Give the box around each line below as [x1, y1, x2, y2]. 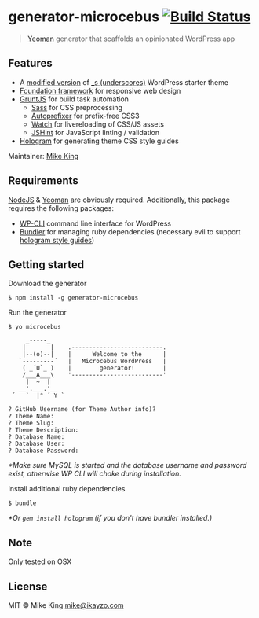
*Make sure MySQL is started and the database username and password [8, 461, 247, 470]
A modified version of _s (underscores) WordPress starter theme [19, 77, 229, 86]
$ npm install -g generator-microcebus [8, 294, 139, 302]
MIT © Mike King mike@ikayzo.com [8, 601, 124, 609]
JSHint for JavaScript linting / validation [31, 127, 160, 137]
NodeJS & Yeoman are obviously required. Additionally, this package [8, 195, 230, 204]
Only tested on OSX [8, 557, 72, 566]
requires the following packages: [8, 203, 114, 212]
